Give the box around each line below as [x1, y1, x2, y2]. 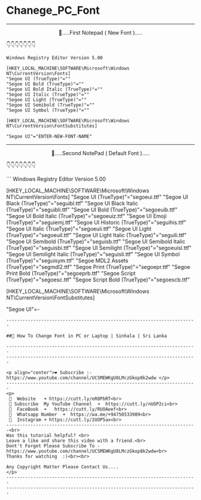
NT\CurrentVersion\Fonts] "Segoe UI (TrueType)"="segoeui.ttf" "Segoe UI [6, 193, 188, 201]
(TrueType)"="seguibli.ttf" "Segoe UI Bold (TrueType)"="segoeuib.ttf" [6, 206, 178, 213]
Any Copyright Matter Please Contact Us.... [6, 463, 119, 470]
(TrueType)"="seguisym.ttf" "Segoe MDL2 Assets [6, 257, 129, 264]
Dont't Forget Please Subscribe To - [6, 443, 100, 449]
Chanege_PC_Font [6, 4, 100, 17]
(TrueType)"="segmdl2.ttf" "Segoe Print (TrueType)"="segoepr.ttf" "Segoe [6, 263, 190, 270]
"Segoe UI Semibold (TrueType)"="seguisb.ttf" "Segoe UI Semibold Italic [6, 238, 185, 245]
